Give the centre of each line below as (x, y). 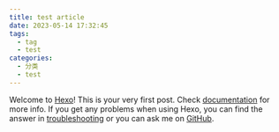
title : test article (47, 17)
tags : (19, 33)
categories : (31, 58)
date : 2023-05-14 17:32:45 (59, 26)
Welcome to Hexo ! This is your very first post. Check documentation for (139, 99)
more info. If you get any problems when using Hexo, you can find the (136, 109)
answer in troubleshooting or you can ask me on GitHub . (112, 118)
